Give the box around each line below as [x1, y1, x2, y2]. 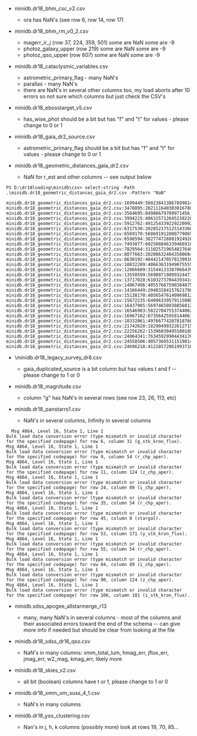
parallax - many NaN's [23, 80, 78, 87]
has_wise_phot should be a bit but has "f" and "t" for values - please [23, 115, 189, 122]
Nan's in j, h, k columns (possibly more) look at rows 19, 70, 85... [23, 724, 179, 730]
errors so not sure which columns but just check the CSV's [23, 93, 166, 100]
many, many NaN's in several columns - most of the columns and [23, 614, 181, 621]
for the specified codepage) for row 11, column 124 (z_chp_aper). [6, 469, 175, 475]
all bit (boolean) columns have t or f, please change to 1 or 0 [23, 678, 168, 685]
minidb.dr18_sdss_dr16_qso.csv [14, 638, 91, 645]
